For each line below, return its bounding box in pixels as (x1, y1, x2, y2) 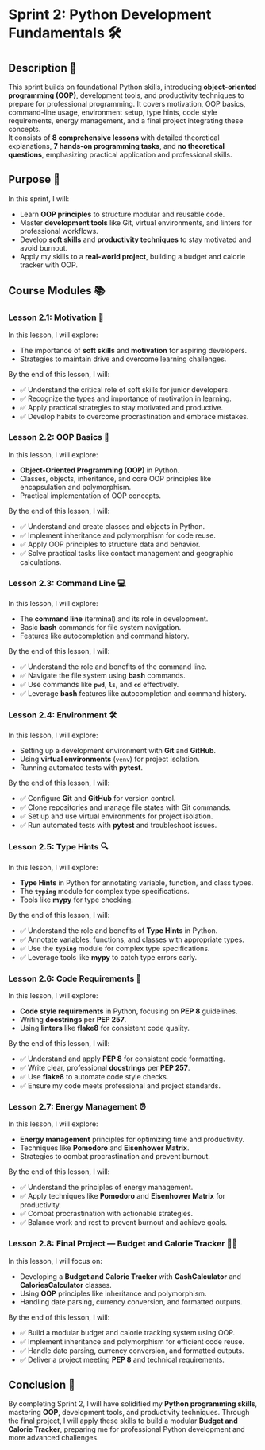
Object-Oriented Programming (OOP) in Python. (19, 465, 180, 475)
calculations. (19, 557, 62, 566)
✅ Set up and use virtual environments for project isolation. (19, 811, 213, 821)
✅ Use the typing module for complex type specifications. (19, 943, 210, 953)
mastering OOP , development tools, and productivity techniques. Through (8, 1408, 250, 1417)
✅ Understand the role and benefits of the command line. (19, 662, 208, 671)
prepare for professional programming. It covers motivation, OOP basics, (8, 99, 246, 108)
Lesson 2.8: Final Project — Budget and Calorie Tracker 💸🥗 (8, 1238, 238, 1250)
